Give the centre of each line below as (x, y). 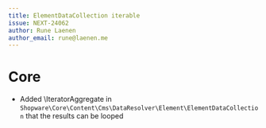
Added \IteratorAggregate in (66, 99)
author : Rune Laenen (42, 30)
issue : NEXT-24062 (39, 23)
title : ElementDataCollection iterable (74, 16)
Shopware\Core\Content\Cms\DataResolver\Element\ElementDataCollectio (139, 108)
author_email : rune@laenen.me (58, 38)
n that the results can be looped (71, 116)
